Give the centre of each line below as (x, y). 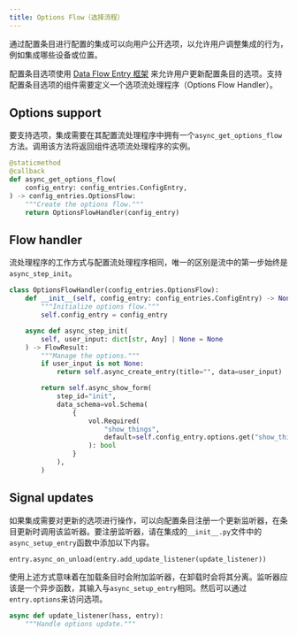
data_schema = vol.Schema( (102, 404)
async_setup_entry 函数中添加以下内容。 (82, 542)
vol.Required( (114, 421)
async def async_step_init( (76, 331)
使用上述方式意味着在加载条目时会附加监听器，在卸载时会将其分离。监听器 (145, 577)
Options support (55, 113)
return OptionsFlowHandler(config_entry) (102, 212)
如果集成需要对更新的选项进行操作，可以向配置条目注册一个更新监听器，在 (145, 520)
